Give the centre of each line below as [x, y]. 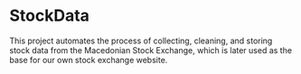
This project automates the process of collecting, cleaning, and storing [141, 41]
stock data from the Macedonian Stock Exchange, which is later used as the [150, 50]
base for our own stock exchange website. [89, 60]
